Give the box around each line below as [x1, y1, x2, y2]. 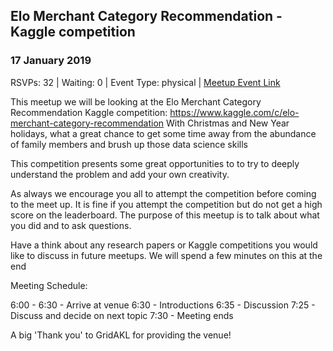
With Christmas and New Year [166, 117, 290, 129]
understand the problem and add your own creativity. [10, 168, 230, 180]
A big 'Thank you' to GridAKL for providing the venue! [10, 329, 232, 341]
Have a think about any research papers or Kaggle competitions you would [10, 239, 318, 251]
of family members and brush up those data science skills [10, 138, 249, 150]
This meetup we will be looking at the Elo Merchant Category [10, 95, 262, 108]
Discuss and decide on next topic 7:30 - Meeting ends [10, 309, 234, 321]
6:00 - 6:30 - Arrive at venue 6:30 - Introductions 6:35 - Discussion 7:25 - [10, 299, 316, 311]
